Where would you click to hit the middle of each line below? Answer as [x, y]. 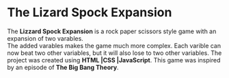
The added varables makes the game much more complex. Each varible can [114, 45]
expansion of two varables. [45, 38]
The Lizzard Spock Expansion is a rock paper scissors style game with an [112, 31]
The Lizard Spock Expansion [90, 13]
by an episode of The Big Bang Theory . [63, 67]
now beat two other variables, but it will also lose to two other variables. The [114, 53]
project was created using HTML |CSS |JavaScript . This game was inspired [114, 60]
